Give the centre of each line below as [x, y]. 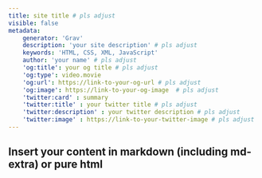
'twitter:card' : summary [66, 97]
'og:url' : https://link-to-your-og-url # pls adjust [112, 82]
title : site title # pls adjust [62, 16]
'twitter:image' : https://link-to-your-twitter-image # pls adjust [139, 120]
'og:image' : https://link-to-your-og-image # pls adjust [121, 90]
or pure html [72, 164]
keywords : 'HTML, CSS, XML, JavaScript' [90, 53]
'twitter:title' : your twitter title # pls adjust [110, 105]
